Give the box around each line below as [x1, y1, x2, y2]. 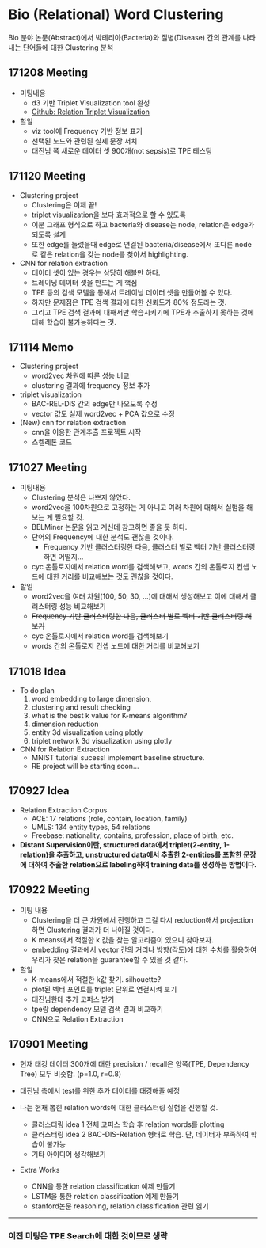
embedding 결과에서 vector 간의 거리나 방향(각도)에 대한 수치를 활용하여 [31, 945, 257, 954]
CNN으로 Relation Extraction [31, 1014, 124, 1023]
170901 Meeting [8, 1037, 89, 1051]
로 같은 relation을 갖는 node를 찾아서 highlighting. [31, 249, 188, 259]
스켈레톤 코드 [31, 437, 73, 447]
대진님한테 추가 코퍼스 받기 [31, 994, 115, 1003]
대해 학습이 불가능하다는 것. [31, 317, 116, 326]
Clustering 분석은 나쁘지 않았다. [31, 493, 131, 502]
